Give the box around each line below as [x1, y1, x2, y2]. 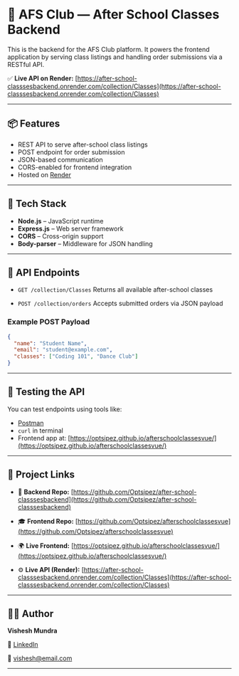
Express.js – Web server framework [17, 224, 124, 233]
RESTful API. [7, 60, 45, 68]
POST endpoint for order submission [17, 147, 125, 156]
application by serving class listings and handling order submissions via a [7, 53, 223, 61]
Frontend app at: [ [17, 433, 71, 442]
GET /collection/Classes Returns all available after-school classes [17, 285, 213, 294]
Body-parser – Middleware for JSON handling [17, 239, 153, 248]
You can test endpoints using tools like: [7, 405, 122, 413]
